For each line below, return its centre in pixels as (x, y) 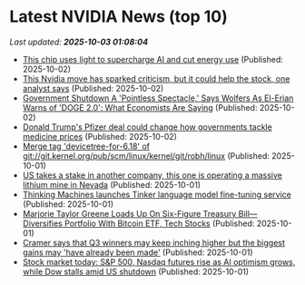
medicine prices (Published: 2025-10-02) (99, 136)
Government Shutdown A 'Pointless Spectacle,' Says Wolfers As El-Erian (158, 98)
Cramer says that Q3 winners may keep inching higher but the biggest (154, 242)
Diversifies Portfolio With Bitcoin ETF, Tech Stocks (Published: (138, 223)
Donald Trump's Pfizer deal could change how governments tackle (147, 127)
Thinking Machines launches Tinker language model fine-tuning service (157, 194)
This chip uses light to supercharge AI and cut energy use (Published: (153, 59)
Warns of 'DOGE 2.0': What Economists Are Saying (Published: (140, 107)
